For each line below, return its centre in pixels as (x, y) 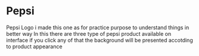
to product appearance (34, 46)
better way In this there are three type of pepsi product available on (89, 33)
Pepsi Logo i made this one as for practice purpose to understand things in (98, 27)
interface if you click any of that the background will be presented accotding (99, 40)
